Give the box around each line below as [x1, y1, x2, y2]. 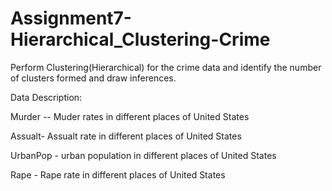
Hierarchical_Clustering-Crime [10, 28, 271, 51]
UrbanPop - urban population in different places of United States [10, 149, 277, 161]
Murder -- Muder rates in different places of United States [10, 110, 250, 122]
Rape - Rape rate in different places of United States [10, 168, 226, 181]
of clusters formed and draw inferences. [10, 72, 177, 84]
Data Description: [10, 91, 83, 103]
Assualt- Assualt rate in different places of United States [10, 130, 242, 142]
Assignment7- [10, 7, 132, 30]
